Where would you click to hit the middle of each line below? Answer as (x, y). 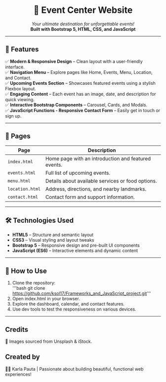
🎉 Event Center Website (83, 10)
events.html (22, 173)
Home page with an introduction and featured (98, 158)
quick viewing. (20, 99)
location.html (24, 189)
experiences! (19, 374)
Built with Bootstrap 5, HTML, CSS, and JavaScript (83, 29)
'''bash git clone (29, 288)
